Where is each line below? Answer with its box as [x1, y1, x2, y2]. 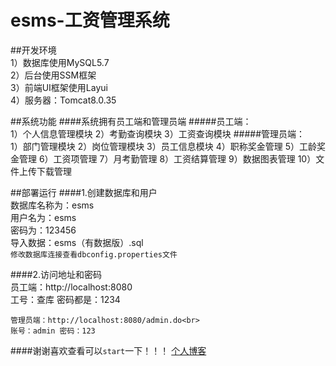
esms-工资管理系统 [10, 9, 170, 32]
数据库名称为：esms [10, 199, 95, 211]
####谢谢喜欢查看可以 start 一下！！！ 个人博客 [10, 344, 207, 356]
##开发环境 [10, 44, 57, 56]
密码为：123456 [10, 224, 77, 236]
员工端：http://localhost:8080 [10, 281, 133, 293]
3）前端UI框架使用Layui [10, 81, 108, 93]
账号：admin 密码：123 [10, 326, 96, 336]
